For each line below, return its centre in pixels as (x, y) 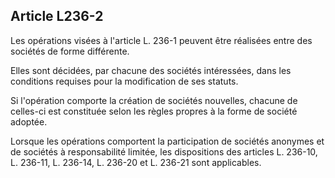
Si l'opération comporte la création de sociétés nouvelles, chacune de (154, 100)
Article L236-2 (57, 16)
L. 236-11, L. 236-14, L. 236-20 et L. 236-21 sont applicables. (136, 162)
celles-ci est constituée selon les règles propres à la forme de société (154, 111)
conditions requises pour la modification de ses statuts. (124, 81)
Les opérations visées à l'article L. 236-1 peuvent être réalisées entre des (161, 40)
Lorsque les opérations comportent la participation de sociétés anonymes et (167, 141)
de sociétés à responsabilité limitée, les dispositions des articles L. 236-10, (164, 151)
